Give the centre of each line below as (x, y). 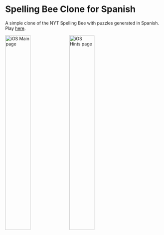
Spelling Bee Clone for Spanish (71, 9)
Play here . (15, 28)
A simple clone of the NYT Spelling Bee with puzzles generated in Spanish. (82, 23)
